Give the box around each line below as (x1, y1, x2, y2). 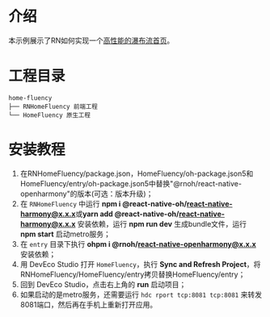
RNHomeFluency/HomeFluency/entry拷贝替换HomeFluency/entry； (19, 269, 246, 279)
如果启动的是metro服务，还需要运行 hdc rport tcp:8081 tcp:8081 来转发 (19, 290, 263, 299)
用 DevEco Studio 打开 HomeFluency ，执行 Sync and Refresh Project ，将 (19, 259, 261, 269)
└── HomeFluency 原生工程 (8, 111, 91, 119)
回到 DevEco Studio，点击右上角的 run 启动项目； (19, 279, 187, 289)
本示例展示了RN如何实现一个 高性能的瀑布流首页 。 (8, 35, 175, 45)
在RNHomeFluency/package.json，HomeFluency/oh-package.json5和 (19, 169, 254, 178)
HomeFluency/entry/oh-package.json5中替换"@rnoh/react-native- (19, 178, 243, 188)
